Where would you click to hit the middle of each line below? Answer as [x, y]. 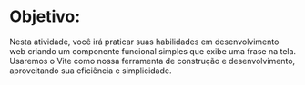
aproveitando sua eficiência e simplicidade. [91, 71]
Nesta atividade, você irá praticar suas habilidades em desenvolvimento [144, 42]
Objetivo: [45, 17]
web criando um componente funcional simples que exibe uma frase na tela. [153, 51]
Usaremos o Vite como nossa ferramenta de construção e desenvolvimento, [152, 61]
